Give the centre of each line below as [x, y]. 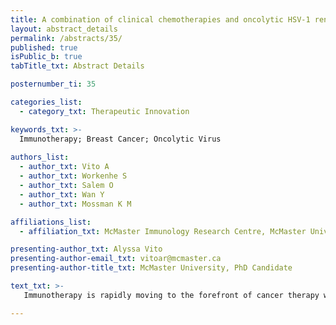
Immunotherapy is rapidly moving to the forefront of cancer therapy [171, 295]
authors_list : [40, 157]
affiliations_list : [51, 222]
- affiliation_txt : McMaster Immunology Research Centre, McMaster [163, 231]
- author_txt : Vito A [64, 167]
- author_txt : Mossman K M [75, 204]
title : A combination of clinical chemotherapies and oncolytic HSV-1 [160, 19]
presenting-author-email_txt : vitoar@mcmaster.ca [116, 259]
